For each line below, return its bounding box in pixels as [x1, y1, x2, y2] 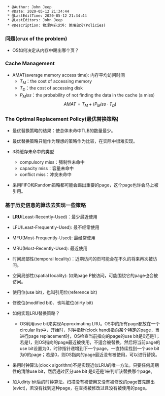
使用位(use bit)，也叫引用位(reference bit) [12, 289, 98, 295]
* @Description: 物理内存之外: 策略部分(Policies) [7, 23, 106, 28]
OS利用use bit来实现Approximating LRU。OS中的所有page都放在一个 [19, 321, 160, 327]
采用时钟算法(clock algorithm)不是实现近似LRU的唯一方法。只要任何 [12, 362, 150, 368]
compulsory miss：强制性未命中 [19, 159, 85, 165]
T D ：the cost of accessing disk [19, 85, 83, 92]
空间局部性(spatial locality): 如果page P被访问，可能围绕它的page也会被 [12, 272, 158, 279]
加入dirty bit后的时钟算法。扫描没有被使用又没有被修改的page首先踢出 [12, 379, 155, 385]
